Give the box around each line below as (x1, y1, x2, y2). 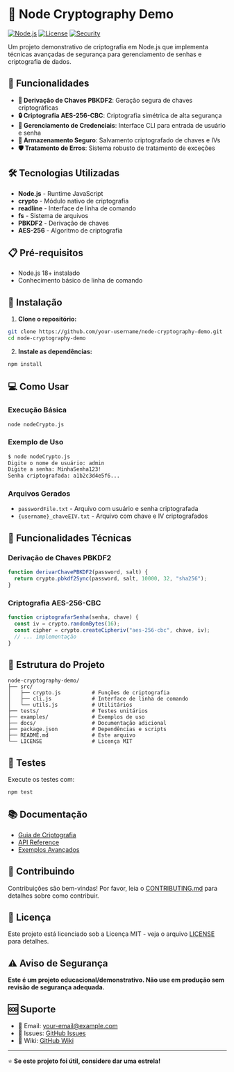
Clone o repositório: (17, 315, 77, 324)
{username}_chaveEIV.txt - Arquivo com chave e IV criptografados (17, 512, 208, 520)
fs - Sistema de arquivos (17, 211, 89, 219)
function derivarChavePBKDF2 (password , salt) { (8, 569, 149, 576)
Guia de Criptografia (17, 830, 76, 839)
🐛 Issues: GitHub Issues (17, 1029, 86, 1037)
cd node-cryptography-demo (8, 335, 86, 342)
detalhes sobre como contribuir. (8, 891, 99, 900)
